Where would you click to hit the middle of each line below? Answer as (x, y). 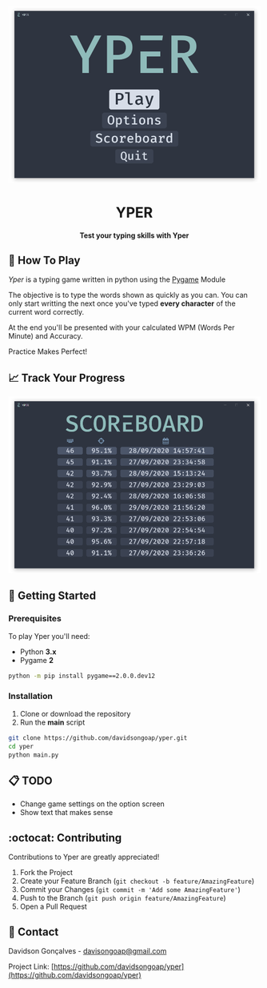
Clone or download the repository (75, 713)
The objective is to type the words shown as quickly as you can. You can (128, 295)
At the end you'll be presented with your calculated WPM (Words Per (122, 327)
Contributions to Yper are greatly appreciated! (84, 857)
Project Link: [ (31, 966)
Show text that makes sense (66, 813)
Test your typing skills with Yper (134, 235)
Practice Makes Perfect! (48, 351)
